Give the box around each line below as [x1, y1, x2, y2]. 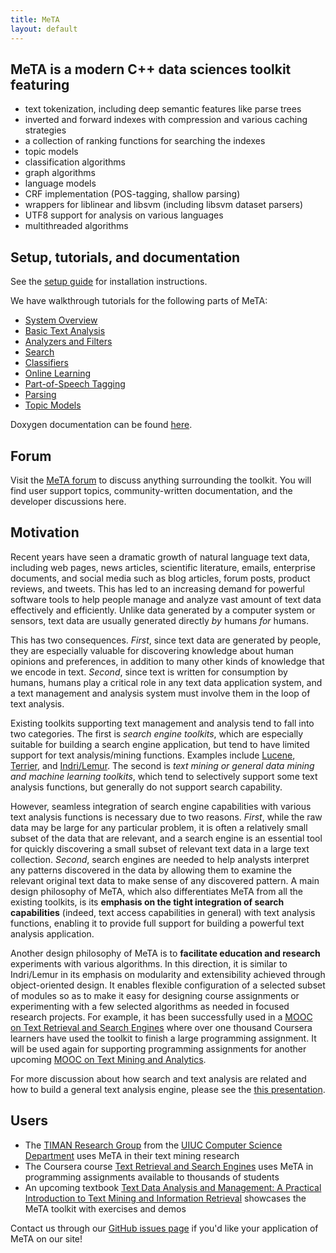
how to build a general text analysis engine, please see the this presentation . [10, 1083, 326, 1095]
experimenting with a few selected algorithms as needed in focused [10, 1000, 290, 1012]
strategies [24, 124, 67, 136]
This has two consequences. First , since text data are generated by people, [10, 634, 322, 646]
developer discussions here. [10, 495, 127, 507]
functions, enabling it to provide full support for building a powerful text [10, 917, 305, 929]
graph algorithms [24, 167, 96, 179]
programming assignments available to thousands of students [24, 1171, 280, 1183]
